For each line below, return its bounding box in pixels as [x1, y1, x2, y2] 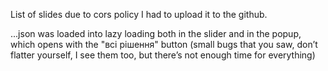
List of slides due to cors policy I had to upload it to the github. [10, 9, 268, 20]
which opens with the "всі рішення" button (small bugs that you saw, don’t [10, 39, 318, 50]
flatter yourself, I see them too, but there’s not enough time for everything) [10, 49, 316, 61]
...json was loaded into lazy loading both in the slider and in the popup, [10, 28, 302, 39]
